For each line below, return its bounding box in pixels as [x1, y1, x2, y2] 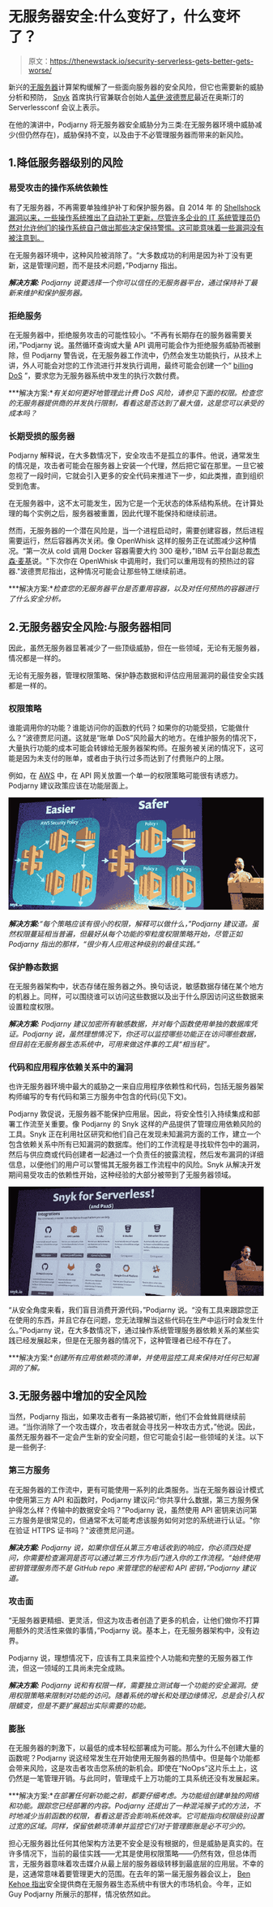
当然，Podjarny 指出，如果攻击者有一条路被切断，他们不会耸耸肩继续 [8, 1412, 239, 1422]
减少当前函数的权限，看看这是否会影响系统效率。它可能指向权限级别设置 [22, 1811, 264, 1821]
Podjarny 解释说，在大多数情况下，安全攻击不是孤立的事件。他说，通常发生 [8, 450, 261, 460]
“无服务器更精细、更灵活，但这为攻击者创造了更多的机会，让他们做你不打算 [8, 1615, 261, 1626]
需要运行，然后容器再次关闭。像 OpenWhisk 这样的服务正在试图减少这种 [8, 536, 250, 545]
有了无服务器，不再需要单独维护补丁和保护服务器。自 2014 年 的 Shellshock [8, 202, 261, 212]
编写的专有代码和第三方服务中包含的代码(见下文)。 [22, 1092, 192, 1101]
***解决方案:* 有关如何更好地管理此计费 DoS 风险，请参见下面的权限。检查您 [8, 388, 263, 397]
